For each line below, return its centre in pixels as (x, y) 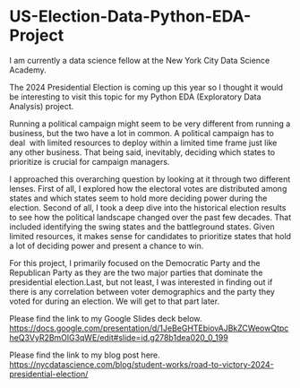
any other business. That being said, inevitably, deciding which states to (142, 152)
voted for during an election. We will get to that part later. (115, 301)
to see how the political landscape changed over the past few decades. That (150, 217)
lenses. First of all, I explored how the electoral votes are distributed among (148, 188)
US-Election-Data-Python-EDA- (130, 17)
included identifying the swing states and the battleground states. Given (142, 227)
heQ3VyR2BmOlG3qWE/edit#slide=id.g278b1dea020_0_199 (119, 337)
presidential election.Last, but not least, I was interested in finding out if (141, 282)
